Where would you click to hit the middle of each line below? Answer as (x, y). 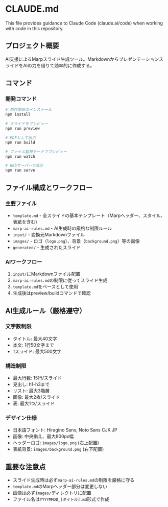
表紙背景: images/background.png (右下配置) (58, 449)
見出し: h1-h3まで (31, 384)
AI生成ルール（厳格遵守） (46, 311)
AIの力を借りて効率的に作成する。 (59, 65)
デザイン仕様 (21, 418)
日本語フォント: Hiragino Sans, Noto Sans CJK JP (65, 430)
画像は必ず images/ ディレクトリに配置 (52, 493)
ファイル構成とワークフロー (49, 188)
